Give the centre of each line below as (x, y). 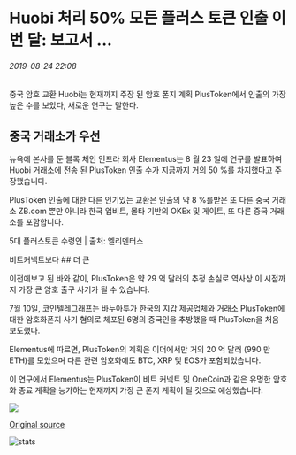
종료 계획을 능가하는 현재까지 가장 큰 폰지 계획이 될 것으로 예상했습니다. (140, 390)
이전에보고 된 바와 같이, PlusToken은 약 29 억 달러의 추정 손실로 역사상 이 (136, 279)
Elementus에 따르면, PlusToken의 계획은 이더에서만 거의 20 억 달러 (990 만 (140, 350)
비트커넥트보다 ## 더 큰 (49, 260)
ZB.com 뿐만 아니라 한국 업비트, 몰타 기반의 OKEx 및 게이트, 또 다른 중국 (143, 211)
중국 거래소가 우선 (55, 136)
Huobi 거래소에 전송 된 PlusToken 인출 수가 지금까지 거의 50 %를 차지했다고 (141, 170)
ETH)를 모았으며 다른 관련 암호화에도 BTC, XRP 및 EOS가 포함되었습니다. (135, 360)
